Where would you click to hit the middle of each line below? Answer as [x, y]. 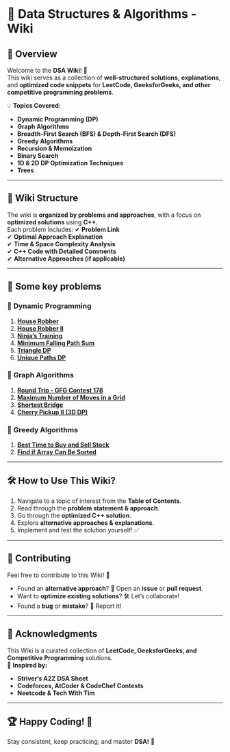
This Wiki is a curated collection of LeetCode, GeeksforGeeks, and [102, 650]
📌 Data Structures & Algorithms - [102, 14]
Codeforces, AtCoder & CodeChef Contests [80, 685]
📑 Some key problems [54, 286]
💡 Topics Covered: [34, 105]
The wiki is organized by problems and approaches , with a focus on [104, 215]
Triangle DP [34, 350]
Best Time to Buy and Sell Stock [63, 445]
